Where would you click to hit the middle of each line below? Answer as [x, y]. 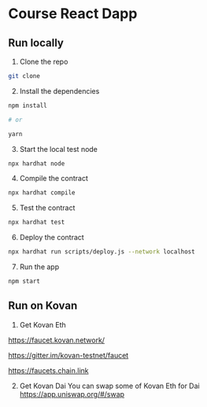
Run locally [36, 43]
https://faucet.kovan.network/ [56, 340]
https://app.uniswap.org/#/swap [72, 394]
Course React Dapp [73, 14]
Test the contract [47, 208]
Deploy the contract [52, 238]
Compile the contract [54, 179]
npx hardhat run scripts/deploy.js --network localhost [102, 252]
